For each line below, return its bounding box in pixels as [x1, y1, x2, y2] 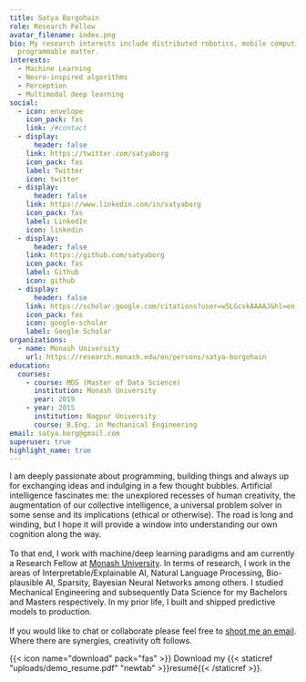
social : [9, 98, 39, 108]
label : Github [25, 268, 79, 277]
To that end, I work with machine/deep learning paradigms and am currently [9, 548, 295, 559]
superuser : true [9, 437, 71, 447]
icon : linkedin [25, 225, 84, 234]
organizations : [9, 336, 67, 345]
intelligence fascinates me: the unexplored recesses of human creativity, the [9, 490, 296, 501]
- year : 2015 [25, 403, 76, 413]
